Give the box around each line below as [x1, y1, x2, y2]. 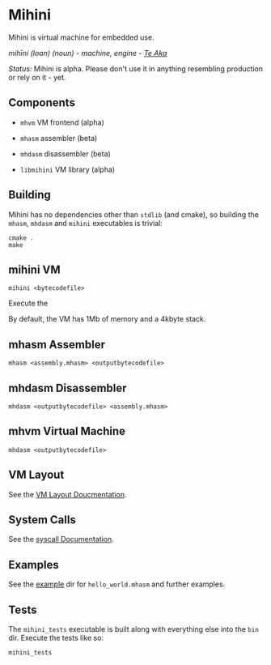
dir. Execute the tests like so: [8, 633, 104, 643]
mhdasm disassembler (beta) [19, 148, 111, 159]
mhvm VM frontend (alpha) [19, 117, 105, 127]
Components [8, 96, 75, 110]
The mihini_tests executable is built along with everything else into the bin [8, 625, 259, 634]
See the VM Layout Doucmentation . [8, 489, 127, 499]
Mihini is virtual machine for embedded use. [8, 32, 155, 42]
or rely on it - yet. [8, 72, 66, 82]
